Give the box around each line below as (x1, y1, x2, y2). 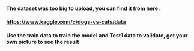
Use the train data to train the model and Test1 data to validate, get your (6, 31, 188, 39)
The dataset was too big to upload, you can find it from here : (6, 5, 161, 12)
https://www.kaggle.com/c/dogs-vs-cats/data (6, 18, 126, 26)
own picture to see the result (6, 38, 79, 45)
